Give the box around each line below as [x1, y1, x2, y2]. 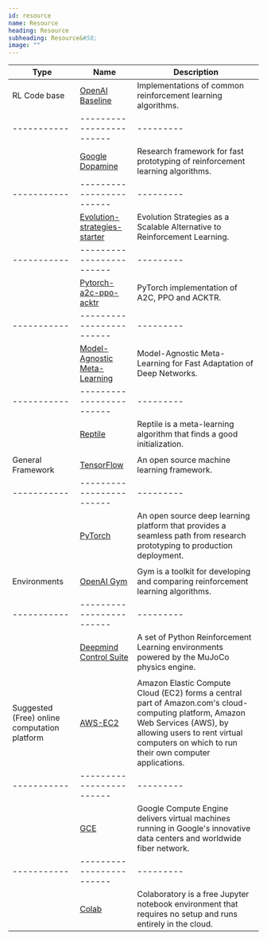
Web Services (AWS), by [137, 718, 229, 729]
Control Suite [79, 652, 129, 663]
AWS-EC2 [79, 718, 119, 729]
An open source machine [137, 455, 230, 466]
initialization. [137, 439, 184, 450]
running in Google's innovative [137, 823, 251, 834]
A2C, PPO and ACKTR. [137, 292, 222, 304]
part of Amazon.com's [137, 698, 220, 709]
